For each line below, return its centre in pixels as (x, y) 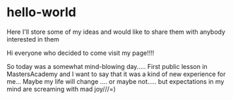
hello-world (42, 12)
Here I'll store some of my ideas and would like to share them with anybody (116, 32)
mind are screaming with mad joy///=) (61, 89)
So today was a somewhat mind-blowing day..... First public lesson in (107, 66)
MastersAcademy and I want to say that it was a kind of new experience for (116, 74)
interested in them (33, 39)
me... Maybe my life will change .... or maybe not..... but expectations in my (115, 81)
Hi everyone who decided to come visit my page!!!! (80, 53)
